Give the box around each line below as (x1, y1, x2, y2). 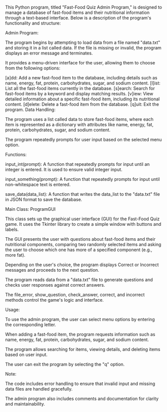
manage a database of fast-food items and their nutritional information (5, 9, 150, 15)
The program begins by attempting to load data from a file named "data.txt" (5, 39, 161, 45)
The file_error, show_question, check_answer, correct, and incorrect (5, 292, 145, 298)
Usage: (5, 307, 20, 313)
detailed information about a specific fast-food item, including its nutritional (5, 96, 160, 102)
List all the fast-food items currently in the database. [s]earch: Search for (5, 85, 155, 91)
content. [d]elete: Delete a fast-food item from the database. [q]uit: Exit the (5, 101, 160, 107)
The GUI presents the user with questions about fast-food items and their (5, 236, 156, 242)
